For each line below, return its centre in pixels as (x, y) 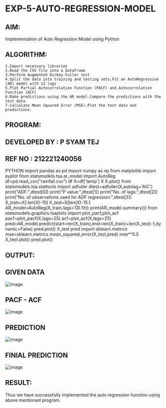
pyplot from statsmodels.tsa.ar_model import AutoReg (60, 176)
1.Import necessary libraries (37, 66)
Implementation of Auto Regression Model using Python (62, 39)
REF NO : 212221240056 (43, 159)
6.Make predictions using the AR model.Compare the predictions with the (83, 97)
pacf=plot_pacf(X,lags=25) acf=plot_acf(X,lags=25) (58, 218)
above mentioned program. (33, 400)
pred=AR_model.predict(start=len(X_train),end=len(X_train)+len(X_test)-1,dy (83, 224)
